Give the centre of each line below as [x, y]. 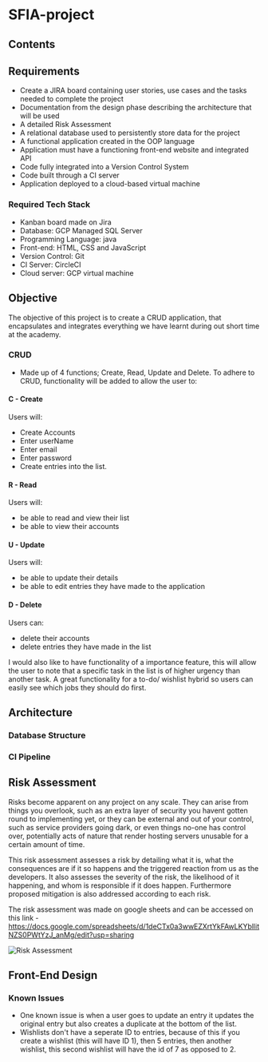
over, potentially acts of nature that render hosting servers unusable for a [128, 836]
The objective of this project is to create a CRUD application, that [115, 317]
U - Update [27, 544]
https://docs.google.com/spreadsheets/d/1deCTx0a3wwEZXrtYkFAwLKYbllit [134, 926]
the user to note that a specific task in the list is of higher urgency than [124, 670]
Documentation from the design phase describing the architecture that [136, 107]
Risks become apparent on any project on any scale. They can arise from [128, 801]
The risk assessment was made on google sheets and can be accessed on [131, 909]
